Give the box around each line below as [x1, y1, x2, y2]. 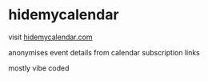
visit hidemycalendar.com [8, 32, 93, 42]
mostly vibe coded [8, 63, 70, 73]
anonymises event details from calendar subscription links [8, 47, 200, 57]
